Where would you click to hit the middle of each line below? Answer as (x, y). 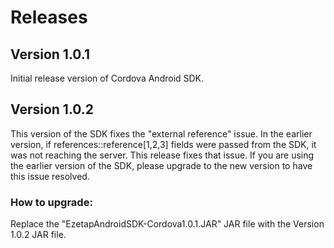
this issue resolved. (50, 176)
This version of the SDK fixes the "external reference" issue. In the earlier (161, 133)
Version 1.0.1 (50, 54)
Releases (49, 17)
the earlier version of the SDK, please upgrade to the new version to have (161, 165)
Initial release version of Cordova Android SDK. (107, 78)
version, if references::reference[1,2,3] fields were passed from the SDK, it (163, 144)
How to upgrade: (51, 202)
